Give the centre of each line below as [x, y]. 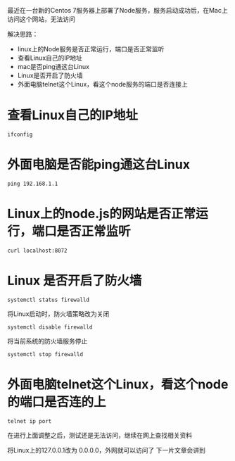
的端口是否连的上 [57, 402]
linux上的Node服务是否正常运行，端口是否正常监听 [91, 49]
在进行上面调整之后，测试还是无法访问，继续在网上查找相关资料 [100, 435]
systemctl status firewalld [49, 300]
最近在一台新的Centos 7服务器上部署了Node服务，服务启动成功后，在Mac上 [118, 10]
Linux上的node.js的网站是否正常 [102, 214]
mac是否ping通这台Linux [53, 67]
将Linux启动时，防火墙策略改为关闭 [58, 314]
